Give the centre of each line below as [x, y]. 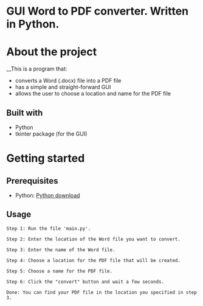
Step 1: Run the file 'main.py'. [49, 228]
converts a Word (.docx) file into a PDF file [68, 81]
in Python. [33, 24]
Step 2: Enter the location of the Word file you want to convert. [94, 239]
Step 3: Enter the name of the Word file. [61, 250]
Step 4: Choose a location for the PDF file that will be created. [94, 260]
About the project [52, 52]
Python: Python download [47, 195]
